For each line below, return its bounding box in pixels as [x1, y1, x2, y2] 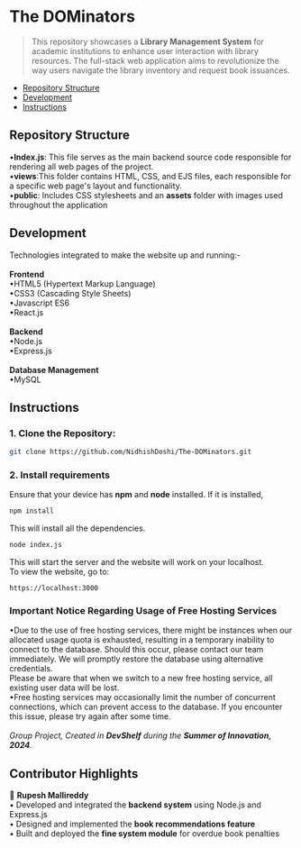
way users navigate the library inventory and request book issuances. [31, 65, 290, 76]
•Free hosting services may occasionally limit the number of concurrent [9, 692, 277, 703]
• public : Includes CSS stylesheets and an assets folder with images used [9, 189, 284, 200]
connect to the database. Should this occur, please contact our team [9, 644, 264, 655]
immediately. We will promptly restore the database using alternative [9, 653, 264, 664]
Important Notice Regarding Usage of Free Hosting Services [9, 605, 278, 617]
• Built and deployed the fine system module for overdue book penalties [9, 828, 280, 839]
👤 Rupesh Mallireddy [9, 790, 89, 801]
